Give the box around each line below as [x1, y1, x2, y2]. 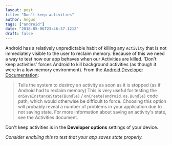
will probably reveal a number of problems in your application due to [17, 104, 162, 109]
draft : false [5, 31, 33, 36]
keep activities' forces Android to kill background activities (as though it [5, 62, 157, 67]
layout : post [5, 7, 33, 13]
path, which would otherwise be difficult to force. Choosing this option [17, 98, 166, 104]
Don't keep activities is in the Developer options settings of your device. [5, 124, 159, 130]
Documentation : [5, 72, 39, 78]
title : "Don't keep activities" [5, 12, 74, 17]
